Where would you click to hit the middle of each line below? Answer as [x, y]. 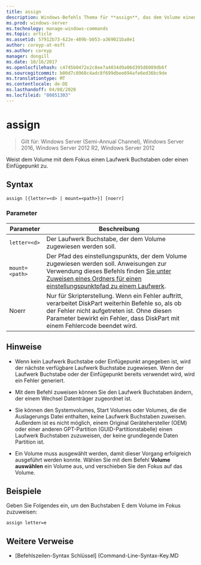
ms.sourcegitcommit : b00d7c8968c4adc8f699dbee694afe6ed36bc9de [87, 73]
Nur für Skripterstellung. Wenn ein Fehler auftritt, [115, 296]
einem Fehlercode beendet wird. [92, 326]
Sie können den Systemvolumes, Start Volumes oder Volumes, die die [100, 410]
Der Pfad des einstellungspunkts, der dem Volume [117, 256]
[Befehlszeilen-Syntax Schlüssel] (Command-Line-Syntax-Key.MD [97, 556]
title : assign [24, 12]
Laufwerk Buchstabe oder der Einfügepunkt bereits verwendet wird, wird [105, 374]
